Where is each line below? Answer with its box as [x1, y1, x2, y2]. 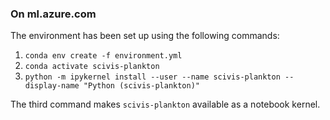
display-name [24, 81, 80, 91]
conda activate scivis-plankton [24, 62, 160, 72]
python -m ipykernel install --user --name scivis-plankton [24, 72, 281, 82]
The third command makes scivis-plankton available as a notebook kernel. [10, 98, 321, 111]
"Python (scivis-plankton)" [83, 81, 200, 91]
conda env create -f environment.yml [24, 51, 183, 61]
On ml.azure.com [10, 7, 97, 21]
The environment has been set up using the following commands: [10, 30, 280, 42]
